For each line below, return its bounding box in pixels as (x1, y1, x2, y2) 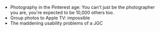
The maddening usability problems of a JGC (10, 20, 103, 26)
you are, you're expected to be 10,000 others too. (10, 9, 114, 15)
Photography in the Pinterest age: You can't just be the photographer (10, 4, 155, 10)
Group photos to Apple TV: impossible (10, 15, 90, 20)
